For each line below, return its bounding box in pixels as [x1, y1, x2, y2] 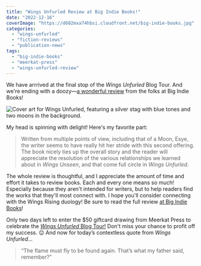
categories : [6, 25, 36, 32]
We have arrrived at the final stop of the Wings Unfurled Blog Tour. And [6, 81, 183, 88]
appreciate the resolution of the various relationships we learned [20, 155, 181, 162]
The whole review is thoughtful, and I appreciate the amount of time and [6, 173, 185, 180]
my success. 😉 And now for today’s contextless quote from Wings [6, 229, 171, 237]
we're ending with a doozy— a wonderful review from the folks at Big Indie [6, 88, 190, 95]
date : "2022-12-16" [6, 14, 55, 20]
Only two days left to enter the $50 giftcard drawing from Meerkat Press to [6, 216, 191, 223]
